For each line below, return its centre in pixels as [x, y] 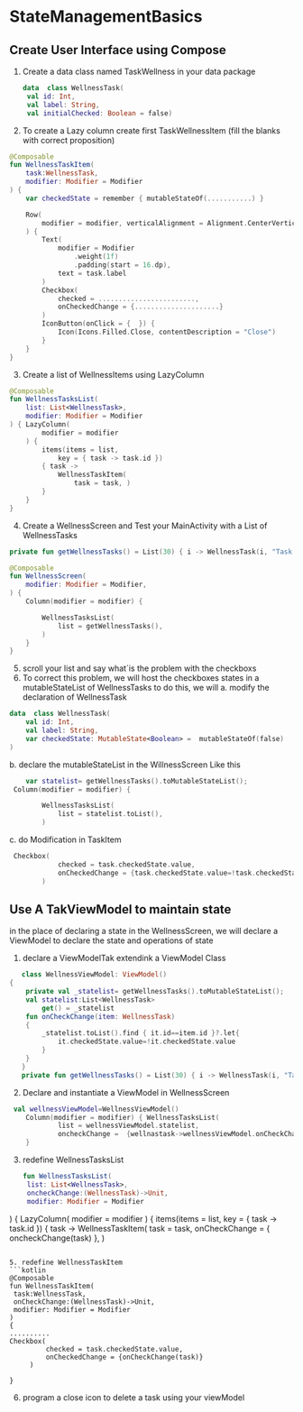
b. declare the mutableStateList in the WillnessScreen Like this [125, 765]
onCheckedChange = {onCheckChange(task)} [124, 1357]
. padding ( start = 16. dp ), [122, 265]
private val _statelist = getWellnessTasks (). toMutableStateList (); [155, 992]
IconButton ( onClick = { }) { [98, 324]
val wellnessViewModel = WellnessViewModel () [96, 1109]
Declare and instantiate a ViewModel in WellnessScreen [126, 1092]
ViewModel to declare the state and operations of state [111, 940]
